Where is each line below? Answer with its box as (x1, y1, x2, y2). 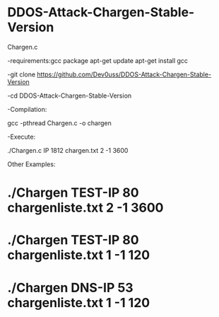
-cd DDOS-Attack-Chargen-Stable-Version (7, 91, 132, 100)
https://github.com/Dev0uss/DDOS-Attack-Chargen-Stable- (37, 70, 212, 79)
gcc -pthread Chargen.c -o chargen (7, 118, 112, 127)
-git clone (7, 70, 36, 79)
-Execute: (7, 132, 36, 141)
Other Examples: (7, 160, 56, 168)
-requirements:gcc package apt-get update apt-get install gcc (7, 56, 189, 64)
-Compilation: (7, 105, 47, 113)
